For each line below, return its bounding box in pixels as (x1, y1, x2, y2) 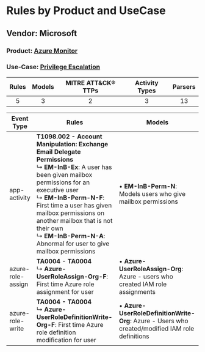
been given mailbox (36, 170, 93, 179)
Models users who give (118, 189, 186, 198)
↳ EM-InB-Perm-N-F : (36, 193, 105, 202)
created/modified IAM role (118, 324, 195, 332)
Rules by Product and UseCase (6, 4, 166, 18)
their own (36, 224, 63, 233)
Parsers (173, 82, 196, 91)
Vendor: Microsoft (6, 28, 77, 39)
